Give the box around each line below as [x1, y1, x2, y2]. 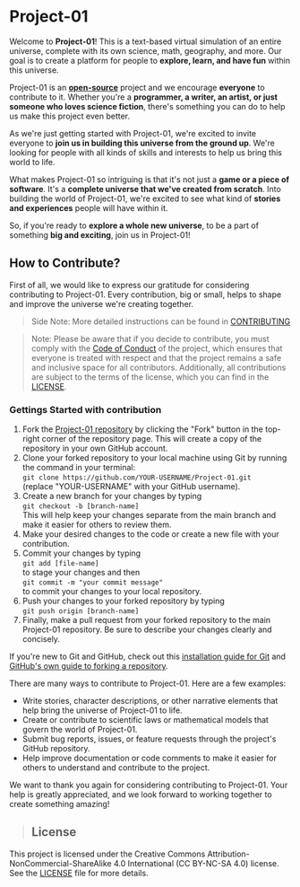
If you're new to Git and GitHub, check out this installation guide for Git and [9, 651, 287, 662]
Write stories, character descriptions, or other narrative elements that [21, 696, 279, 707]
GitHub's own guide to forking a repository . [9, 661, 168, 672]
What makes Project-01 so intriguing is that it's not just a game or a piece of [9, 173, 289, 185]
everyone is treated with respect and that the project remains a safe [30, 352, 282, 363]
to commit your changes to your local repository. [21, 586, 202, 597]
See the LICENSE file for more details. [9, 867, 150, 878]
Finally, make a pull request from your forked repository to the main [21, 615, 271, 626]
